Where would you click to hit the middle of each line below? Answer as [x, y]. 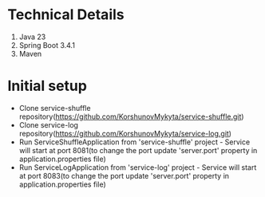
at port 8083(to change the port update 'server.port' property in [124, 175]
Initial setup [47, 86]
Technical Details [66, 15]
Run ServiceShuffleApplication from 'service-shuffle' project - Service [134, 142]
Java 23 [32, 37]
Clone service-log [49, 124]
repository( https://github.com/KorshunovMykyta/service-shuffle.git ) [131, 116]
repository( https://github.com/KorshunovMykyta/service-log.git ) [125, 133]
